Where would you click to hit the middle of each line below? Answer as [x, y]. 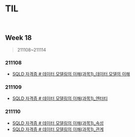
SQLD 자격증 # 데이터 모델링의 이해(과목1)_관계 [58, 129]
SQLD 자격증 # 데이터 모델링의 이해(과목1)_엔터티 [60, 98]
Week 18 [19, 38]
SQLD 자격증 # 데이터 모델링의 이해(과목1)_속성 [58, 123]
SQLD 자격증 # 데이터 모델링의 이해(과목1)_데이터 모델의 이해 [71, 74]
